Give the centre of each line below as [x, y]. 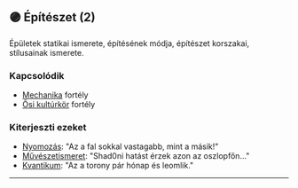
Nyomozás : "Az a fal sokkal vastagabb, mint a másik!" [120, 146]
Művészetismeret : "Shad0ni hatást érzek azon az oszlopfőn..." [136, 156]
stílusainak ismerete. [47, 52]
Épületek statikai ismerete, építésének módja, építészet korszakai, [129, 43]
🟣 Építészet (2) [52, 17]
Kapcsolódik [37, 75]
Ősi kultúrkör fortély [59, 105]
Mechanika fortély [55, 95]
